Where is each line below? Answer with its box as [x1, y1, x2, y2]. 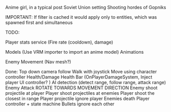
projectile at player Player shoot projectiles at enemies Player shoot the [5, 90, 155, 96]
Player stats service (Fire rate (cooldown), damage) [5, 39, 113, 45]
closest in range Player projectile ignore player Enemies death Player [5, 96, 150, 101]
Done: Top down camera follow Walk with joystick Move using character [5, 68, 157, 74]
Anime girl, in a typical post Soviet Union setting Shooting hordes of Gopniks [5, 5, 166, 10]
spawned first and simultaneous [5, 20, 73, 25]
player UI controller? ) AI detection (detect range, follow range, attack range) [5, 80, 166, 85]
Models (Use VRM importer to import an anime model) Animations [5, 49, 144, 55]
